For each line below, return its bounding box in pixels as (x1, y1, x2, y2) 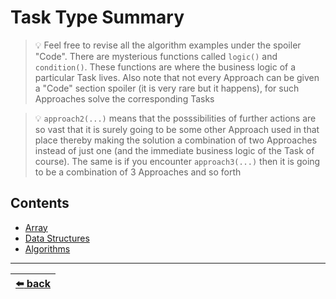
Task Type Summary (10, 6, 185, 29)
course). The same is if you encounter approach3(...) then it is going (34, 155, 321, 167)
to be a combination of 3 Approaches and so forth (34, 166, 242, 178)
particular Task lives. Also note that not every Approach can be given (34, 71, 320, 83)
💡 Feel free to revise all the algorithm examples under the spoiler (34, 39, 302, 51)
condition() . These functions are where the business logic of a (34, 61, 297, 73)
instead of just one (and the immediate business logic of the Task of (34, 144, 315, 156)
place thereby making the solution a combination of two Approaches (34, 134, 318, 146)
